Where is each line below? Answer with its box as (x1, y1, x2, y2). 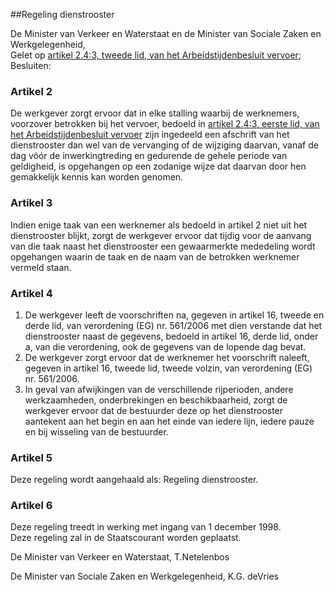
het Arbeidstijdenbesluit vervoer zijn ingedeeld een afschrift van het (10, 129, 290, 141)
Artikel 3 (10, 196, 53, 210)
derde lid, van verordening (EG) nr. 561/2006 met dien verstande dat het (24, 319, 323, 331)
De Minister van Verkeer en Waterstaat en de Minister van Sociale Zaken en (10, 28, 322, 39)
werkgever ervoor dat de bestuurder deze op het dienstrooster (24, 404, 284, 416)
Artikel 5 (10, 450, 53, 464)
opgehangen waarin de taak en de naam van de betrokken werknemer (10, 250, 300, 263)
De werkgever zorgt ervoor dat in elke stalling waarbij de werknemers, (10, 107, 300, 119)
